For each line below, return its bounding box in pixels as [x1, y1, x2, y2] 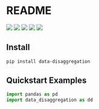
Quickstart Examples [6, 76, 87, 86]
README [6, 4, 52, 18]
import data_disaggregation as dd [6, 97, 94, 104]
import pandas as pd [6, 91, 59, 97]
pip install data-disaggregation [6, 58, 91, 65]
